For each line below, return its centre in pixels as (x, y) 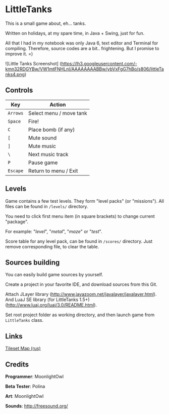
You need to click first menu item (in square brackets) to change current (80, 216)
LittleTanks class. (24, 320)
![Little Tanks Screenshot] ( (33, 63)
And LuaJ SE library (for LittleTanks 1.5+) (47, 299)
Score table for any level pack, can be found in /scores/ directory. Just (79, 241)
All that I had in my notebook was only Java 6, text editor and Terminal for (82, 43)
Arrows (16, 113)
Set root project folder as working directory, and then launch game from (80, 315)
